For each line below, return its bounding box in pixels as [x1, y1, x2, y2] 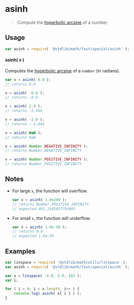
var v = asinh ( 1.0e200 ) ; [12, 197, 67, 202]
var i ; [5, 278, 19, 283]
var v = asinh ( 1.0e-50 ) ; [12, 225, 67, 230]
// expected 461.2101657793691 [12, 206, 76, 211]
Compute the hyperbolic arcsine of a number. [17, 19, 109, 25]
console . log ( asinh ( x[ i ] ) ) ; [14, 291, 82, 296]
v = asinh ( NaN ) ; [5, 130, 42, 135]
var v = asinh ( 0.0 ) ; [5, 77, 51, 82]
